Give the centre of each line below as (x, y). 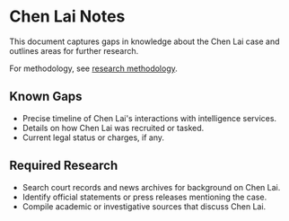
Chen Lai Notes (67, 17)
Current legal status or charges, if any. (93, 137)
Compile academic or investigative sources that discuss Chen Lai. (144, 206)
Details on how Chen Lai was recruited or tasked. (113, 128)
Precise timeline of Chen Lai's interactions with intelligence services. (149, 118)
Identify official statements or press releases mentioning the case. (144, 197)
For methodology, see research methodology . (93, 68)
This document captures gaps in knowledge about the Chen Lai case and (144, 41)
